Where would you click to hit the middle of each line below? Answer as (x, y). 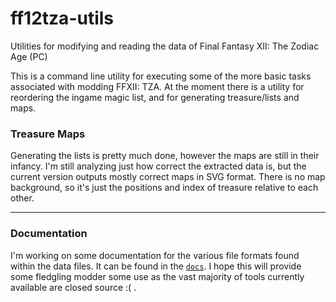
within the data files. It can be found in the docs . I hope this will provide (156, 266)
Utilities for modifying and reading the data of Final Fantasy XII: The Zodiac (165, 46)
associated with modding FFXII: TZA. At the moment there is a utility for (157, 86)
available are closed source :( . (73, 287)
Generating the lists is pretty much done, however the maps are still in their (165, 156)
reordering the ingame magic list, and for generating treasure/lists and (155, 97)
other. (22, 198)
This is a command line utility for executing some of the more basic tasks (161, 76)
